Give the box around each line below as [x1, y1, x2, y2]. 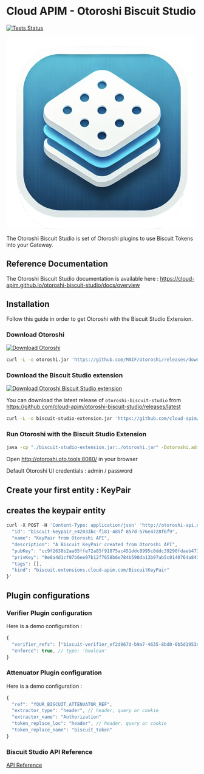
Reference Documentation [6, 259, 108, 269]
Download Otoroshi [6, 330, 65, 338]
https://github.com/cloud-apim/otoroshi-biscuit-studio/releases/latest [6, 403, 181, 411]
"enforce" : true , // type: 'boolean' [12, 648, 107, 654]
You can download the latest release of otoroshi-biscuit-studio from [6, 397, 181, 404]
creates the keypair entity [6, 505, 106, 516]
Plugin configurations [6, 591, 90, 601]
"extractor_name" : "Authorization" [12, 714, 102, 721]
